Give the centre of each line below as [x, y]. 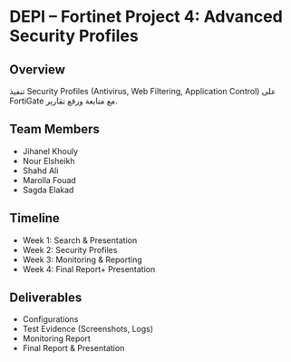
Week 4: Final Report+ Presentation [89, 269]
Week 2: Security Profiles [70, 249]
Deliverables [46, 298]
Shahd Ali [40, 171]
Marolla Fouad [49, 180]
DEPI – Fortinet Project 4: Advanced [146, 17]
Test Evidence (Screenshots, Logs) [88, 329]
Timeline [35, 218]
